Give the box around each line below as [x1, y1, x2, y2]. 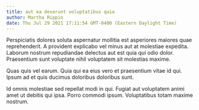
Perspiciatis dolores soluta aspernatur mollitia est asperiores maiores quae [6, 37, 192, 44]
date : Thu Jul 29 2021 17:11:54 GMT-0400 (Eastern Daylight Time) [6, 20, 177, 26]
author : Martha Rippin [6, 14, 64, 20]
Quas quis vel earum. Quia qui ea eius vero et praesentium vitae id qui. [6, 67, 183, 75]
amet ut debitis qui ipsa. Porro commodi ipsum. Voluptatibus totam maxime [6, 91, 194, 99]
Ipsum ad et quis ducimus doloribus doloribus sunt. [6, 73, 134, 81]
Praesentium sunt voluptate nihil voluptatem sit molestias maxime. [6, 55, 171, 63]
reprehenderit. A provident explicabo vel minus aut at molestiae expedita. [6, 43, 189, 50]
